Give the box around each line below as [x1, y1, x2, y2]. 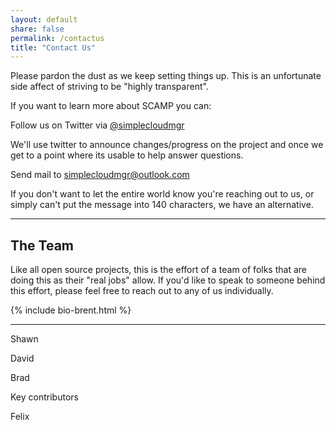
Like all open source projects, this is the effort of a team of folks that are [10, 264, 307, 276]
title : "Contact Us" [10, 42, 97, 53]
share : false [10, 24, 65, 34]
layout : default [10, 14, 78, 25]
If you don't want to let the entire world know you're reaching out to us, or [10, 188, 315, 200]
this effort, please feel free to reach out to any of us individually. [10, 285, 274, 297]
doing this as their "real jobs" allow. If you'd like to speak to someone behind [10, 274, 326, 286]
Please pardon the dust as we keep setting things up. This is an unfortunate [10, 70, 322, 82]
